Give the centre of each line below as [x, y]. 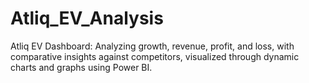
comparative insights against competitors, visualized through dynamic [155, 56]
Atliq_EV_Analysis [87, 18]
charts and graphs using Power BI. [81, 67]
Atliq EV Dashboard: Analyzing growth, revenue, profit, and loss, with [152, 46]
